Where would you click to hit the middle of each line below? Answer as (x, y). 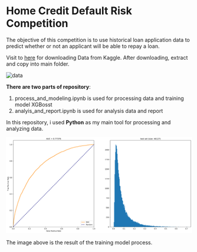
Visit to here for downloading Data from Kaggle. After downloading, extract (97, 57)
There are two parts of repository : (49, 86)
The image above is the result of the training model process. (79, 243)
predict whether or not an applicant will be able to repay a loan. (83, 46)
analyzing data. (25, 128)
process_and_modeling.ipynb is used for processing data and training (99, 98)
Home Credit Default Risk (69, 11)
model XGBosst (33, 104)
